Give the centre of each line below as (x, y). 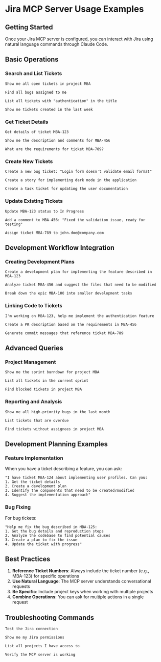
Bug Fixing (18, 507)
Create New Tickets (29, 161)
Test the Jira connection (31, 629)
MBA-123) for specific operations (46, 576)
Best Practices (28, 559)
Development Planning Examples (57, 444)
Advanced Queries (34, 348)
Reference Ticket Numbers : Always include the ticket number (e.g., (80, 571)
